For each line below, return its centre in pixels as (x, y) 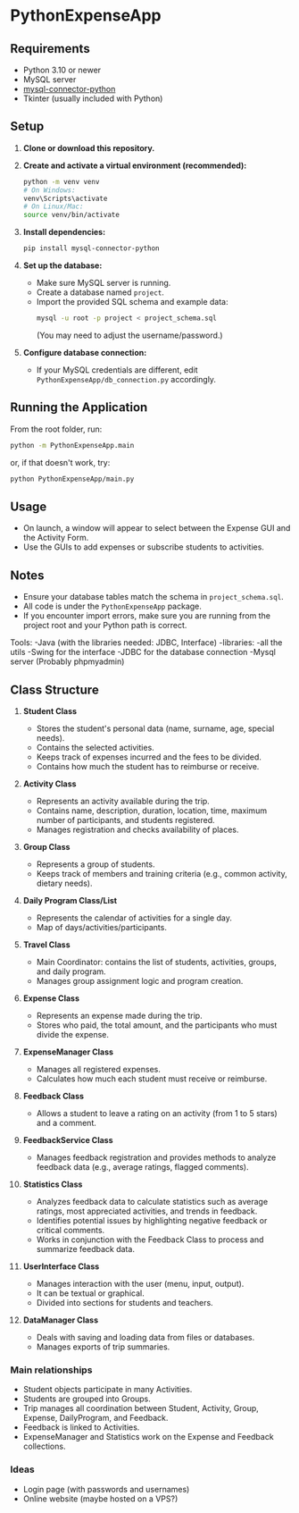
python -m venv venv (61, 181)
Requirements (50, 49)
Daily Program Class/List (70, 900)
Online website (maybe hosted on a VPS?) (100, 1499)
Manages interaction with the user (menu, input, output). (140, 1283)
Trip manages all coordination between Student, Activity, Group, (141, 1408)
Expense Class (51, 998)
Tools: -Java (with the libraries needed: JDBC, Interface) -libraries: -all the (146, 643)
